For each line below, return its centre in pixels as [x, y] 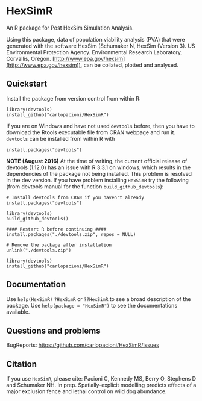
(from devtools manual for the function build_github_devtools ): [85, 186]
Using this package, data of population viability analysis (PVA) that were [96, 39]
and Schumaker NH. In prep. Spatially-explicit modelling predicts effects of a [101, 385]
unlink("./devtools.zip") [39, 250]
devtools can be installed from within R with [61, 138]
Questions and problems [53, 330]
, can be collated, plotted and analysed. [130, 65]
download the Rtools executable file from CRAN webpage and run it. [91, 132]
